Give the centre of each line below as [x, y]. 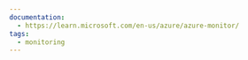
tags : [19, 34]
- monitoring [41, 42]
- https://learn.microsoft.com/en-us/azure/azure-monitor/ [128, 26]
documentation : [37, 17]
